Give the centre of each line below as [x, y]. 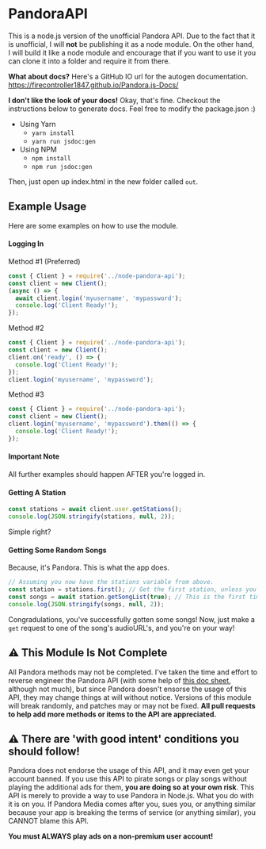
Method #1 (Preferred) [44, 261]
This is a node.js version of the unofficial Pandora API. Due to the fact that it [132, 36]
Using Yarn [38, 124]
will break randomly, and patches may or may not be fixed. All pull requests [132, 705]
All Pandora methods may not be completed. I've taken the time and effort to [133, 672]
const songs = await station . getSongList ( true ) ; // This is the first [127, 597]
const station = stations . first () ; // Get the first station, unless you [133, 590]
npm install [51, 158]
